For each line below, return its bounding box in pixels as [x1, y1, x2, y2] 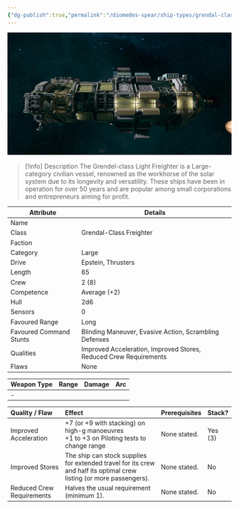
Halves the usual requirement [65, 484, 151, 493]
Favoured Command [10, 327, 70, 336]
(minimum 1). [65, 491, 105, 500]
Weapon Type [10, 380, 53, 389]
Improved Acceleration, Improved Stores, [81, 345, 201, 354]
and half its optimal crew [65, 466, 137, 475]
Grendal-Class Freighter [81, 229, 153, 237]
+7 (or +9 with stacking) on [65, 419, 146, 427]
